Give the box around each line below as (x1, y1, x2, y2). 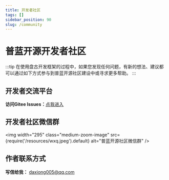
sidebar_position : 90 (5, 17, 52, 22)
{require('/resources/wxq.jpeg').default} (5, 137, 90, 144)
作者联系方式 (5, 154, 46, 163)
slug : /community (5, 22, 43, 27)
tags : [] (5, 12, 24, 17)
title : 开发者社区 (5, 7, 41, 13)
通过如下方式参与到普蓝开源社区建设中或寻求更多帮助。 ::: (14, 70, 137, 76)
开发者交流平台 (5, 86, 53, 95)
